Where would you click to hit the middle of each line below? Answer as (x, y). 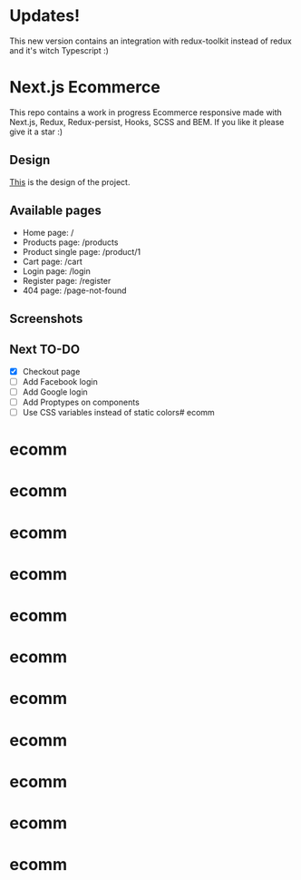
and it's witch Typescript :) (59, 50)
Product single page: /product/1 (82, 251)
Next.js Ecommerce (85, 88)
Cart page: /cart (53, 261)
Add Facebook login (60, 381)
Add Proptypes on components (81, 402)
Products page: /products (70, 242)
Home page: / (48, 232)
